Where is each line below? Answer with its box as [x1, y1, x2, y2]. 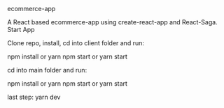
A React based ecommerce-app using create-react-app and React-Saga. [7, 18, 218, 26]
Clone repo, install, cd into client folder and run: [7, 39, 145, 47]
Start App [7, 26, 35, 33]
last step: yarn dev [7, 93, 61, 101]
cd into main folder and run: [7, 66, 87, 74]
